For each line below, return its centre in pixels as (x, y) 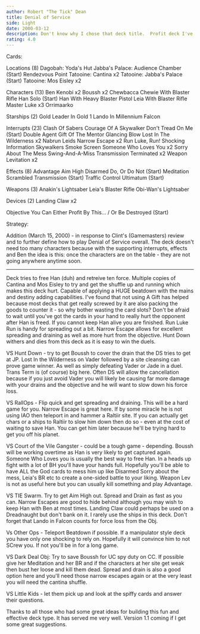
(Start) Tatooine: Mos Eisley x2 (44, 81)
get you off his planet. (33, 434)
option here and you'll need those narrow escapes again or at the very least (99, 576)
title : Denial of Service (38, 17)
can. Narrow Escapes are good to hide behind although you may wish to (95, 502)
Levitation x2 (22, 160)
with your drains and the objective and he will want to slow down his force (97, 385)
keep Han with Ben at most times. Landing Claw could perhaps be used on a (100, 508)
